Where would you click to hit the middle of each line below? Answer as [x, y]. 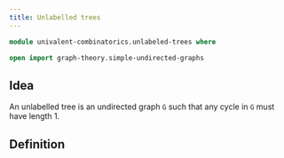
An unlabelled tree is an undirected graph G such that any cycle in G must [142, 107]
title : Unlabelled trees [55, 17]
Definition [37, 144]
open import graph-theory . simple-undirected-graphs [106, 58]
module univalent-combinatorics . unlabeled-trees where [113, 42]
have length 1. [35, 116]
